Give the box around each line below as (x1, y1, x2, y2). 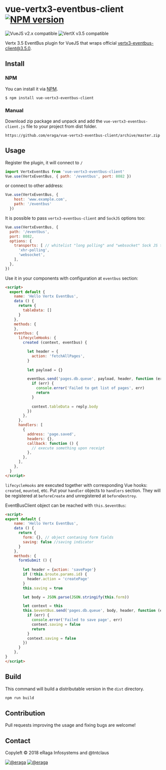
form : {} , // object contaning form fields (23, 535, 114, 540)
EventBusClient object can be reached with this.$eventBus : (5, 502, 126, 508)
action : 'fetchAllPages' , (31, 354, 85, 358)
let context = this (23, 603, 63, 608)
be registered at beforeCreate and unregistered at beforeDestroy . (5, 492, 137, 499)
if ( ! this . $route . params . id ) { (23, 572, 87, 577)
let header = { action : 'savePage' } (23, 567, 96, 572)
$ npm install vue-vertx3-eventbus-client (5, 95, 94, 100)
